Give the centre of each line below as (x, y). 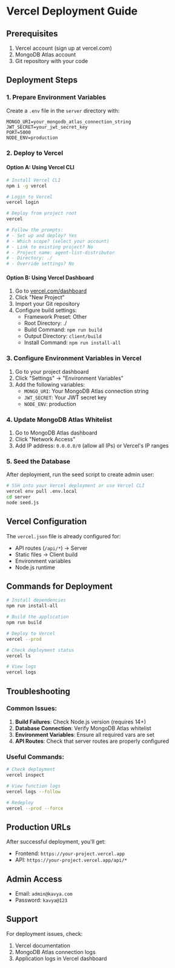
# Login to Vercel (29, 197)
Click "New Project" (40, 297)
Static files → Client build (46, 554)
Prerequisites (32, 34)
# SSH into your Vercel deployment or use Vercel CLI (76, 486)
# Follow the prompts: (35, 230)
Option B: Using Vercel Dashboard (50, 277)
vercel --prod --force (35, 808)
